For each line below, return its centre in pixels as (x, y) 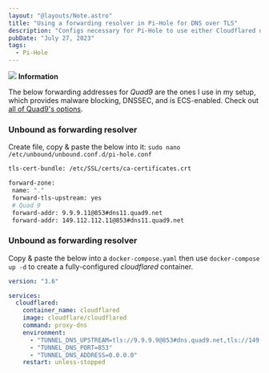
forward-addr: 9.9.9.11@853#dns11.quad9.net (87, 212)
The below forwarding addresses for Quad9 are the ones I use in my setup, (132, 92)
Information (38, 76)
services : (25, 296)
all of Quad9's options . (46, 109)
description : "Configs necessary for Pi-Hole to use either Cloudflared (132, 30)
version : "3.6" (34, 281)
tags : (17, 46)
